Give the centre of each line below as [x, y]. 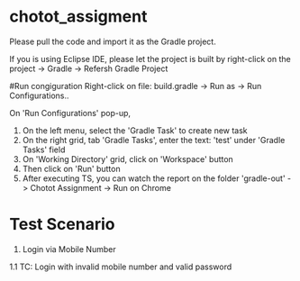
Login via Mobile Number [69, 249]
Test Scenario [62, 225]
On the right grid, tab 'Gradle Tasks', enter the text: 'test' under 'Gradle [154, 140]
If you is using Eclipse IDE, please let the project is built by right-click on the [150, 59]
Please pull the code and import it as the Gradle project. [113, 41]
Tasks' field [44, 150]
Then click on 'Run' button [71, 168]
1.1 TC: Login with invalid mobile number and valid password [121, 267]
